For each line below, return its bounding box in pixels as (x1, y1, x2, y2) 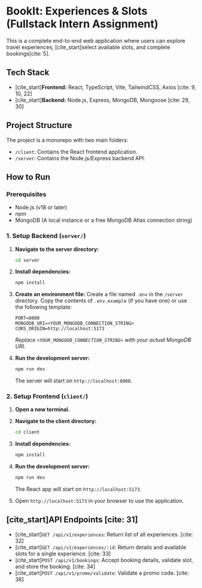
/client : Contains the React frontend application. (14, 148, 137, 155)
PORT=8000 (14, 315, 40, 321)
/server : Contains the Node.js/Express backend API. (14, 154, 146, 161)
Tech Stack (6, 68, 49, 78)
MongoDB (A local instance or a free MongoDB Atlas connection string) (14, 216, 193, 224)
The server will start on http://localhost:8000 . (14, 377, 133, 384)
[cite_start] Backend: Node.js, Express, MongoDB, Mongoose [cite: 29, (14, 96, 190, 103)
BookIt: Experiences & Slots (6, 4, 148, 18)
